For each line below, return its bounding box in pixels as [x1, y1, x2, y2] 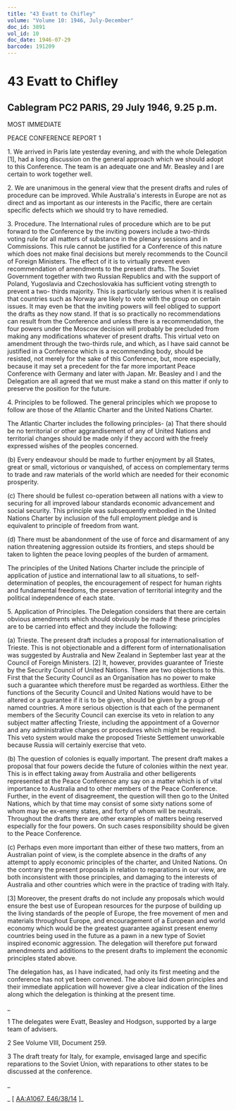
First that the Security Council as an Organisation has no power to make [7, 674, 216, 682]
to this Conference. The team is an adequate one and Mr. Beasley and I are [7, 163, 225, 171]
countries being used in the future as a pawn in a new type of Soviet [7, 932, 206, 939]
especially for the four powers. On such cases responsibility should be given [7, 822, 230, 830]
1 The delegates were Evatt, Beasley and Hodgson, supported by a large [7, 1018, 217, 1025]
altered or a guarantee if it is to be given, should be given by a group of [7, 696, 213, 704]
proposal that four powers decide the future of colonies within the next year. [7, 762, 229, 770]
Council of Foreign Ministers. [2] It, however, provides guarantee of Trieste [7, 658, 224, 667]
